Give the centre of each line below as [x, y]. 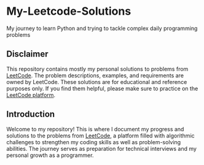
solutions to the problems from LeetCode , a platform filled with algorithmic [100, 136]
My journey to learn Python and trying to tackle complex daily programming [102, 28]
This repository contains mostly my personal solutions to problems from [97, 69]
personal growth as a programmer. [50, 155]
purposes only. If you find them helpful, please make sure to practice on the [102, 88]
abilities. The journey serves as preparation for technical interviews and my [101, 148]
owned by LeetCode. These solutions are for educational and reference [97, 82]
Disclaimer [27, 54]
